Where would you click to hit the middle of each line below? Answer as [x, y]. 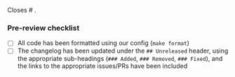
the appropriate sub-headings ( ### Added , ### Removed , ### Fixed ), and [120, 59]
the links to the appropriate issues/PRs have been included [102, 66]
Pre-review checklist [43, 28]
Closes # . [22, 10]
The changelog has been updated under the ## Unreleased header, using [123, 51]
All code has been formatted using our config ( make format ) [103, 43]
